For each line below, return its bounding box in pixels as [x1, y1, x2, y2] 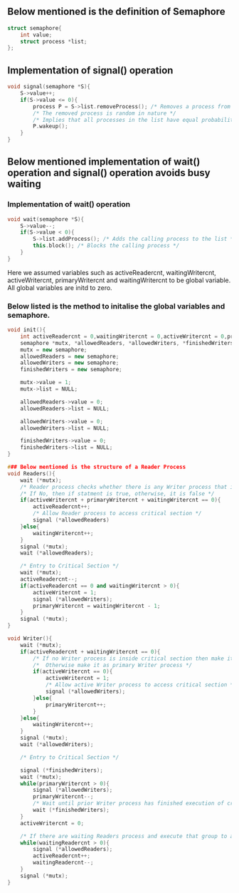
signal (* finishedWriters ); [20, 766, 103, 774]
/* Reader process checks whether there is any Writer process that [20, 483, 228, 490]
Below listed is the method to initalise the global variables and [7, 301, 225, 311]
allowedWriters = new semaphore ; [20, 359, 119, 366]
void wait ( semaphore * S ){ [7, 215, 84, 223]
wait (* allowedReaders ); [20, 549, 94, 557]
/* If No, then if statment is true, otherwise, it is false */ [20, 490, 215, 497]
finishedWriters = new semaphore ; [20, 366, 122, 373]
